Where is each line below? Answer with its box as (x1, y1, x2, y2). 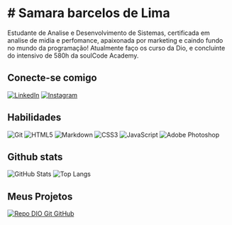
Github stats (7, 151, 63, 163)
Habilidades (7, 112, 62, 124)
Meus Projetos (7, 190, 73, 202)
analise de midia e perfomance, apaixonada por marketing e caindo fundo (7, 36, 223, 44)
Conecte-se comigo (7, 72, 97, 84)
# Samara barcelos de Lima (7, 5, 170, 21)
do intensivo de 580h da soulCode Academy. (7, 51, 139, 60)
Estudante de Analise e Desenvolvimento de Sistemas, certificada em (7, 28, 211, 37)
